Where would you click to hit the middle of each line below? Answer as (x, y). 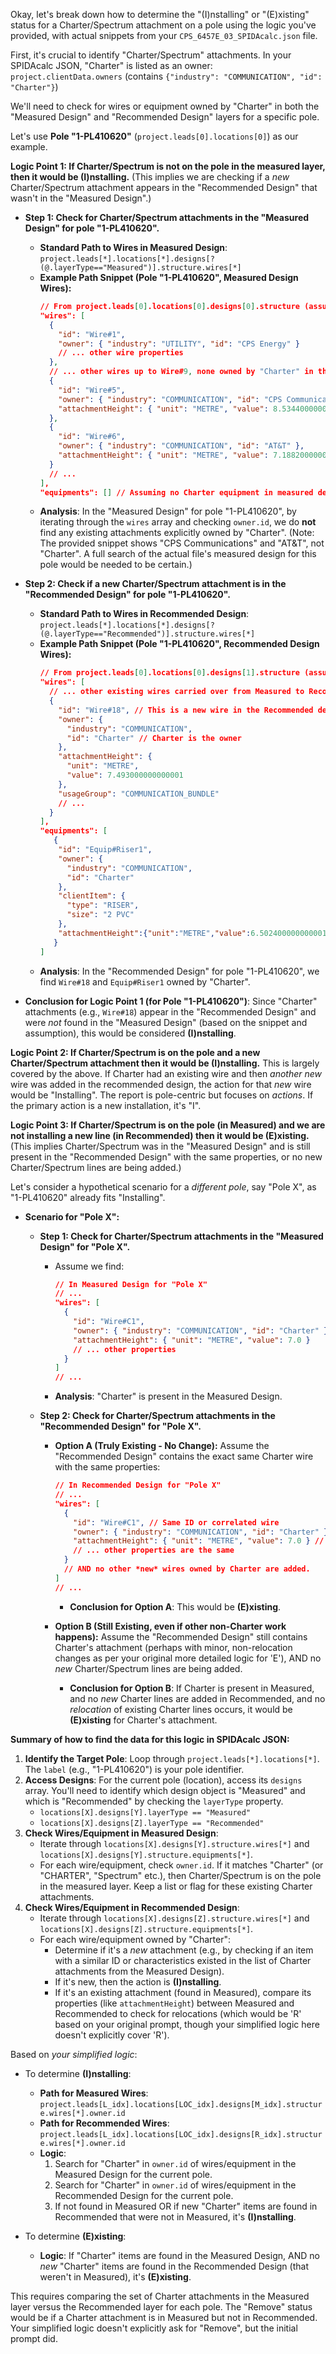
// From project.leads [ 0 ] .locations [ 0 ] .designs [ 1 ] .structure (169, 673)
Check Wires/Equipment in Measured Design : (121, 1833)
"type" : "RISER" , (103, 905)
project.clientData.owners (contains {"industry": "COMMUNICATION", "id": (166, 76)
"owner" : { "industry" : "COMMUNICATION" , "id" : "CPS (170, 399)
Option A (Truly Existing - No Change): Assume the (162, 1446)
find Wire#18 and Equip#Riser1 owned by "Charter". (145, 981)
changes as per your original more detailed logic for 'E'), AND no (188, 1658)
